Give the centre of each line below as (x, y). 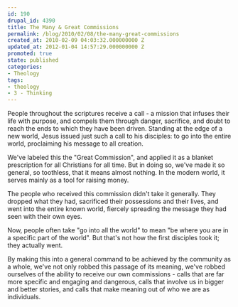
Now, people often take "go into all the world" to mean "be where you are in (118, 230)
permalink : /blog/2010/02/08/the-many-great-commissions (93, 34)
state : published (33, 60)
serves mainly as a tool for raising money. (68, 180)
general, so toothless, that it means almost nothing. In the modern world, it (116, 173)
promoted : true (30, 54)
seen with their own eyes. (45, 217)
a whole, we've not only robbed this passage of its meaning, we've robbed (117, 266)
